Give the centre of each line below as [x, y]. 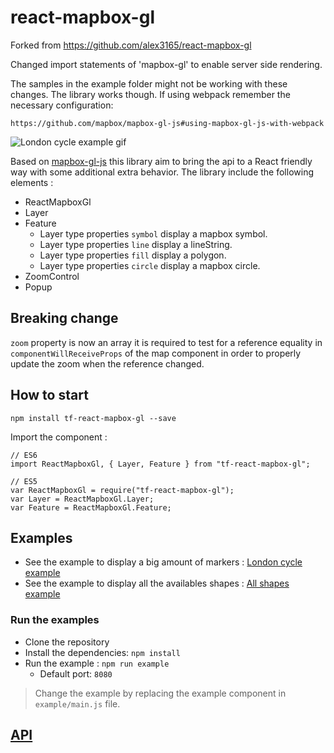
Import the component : [59, 437]
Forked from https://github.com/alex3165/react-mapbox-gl [131, 45]
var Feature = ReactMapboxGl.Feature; [91, 507]
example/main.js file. [77, 703]
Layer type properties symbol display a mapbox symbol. [153, 233]
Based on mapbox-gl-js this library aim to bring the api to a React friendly [161, 161]
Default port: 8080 [76, 673]
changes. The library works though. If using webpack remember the [150, 94]
